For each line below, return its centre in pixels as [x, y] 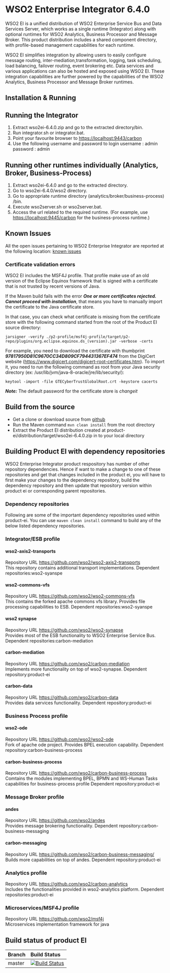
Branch [17, 954]
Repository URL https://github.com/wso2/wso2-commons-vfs [70, 596]
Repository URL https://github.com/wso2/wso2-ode [60, 739]
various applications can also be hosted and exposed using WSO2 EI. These [85, 71]
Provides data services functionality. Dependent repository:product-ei [78, 703]
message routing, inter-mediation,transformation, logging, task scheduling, [83, 60]
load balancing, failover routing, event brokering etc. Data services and [79, 66]
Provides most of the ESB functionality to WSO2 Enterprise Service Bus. [80, 635]
